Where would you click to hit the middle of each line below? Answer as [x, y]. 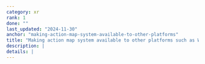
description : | [26, 46]
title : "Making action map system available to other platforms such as [101, 40]
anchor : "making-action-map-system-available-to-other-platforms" [92, 35]
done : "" [17, 23]
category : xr [23, 12]
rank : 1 [16, 18]
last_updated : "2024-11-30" [42, 29]
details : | [20, 52]
